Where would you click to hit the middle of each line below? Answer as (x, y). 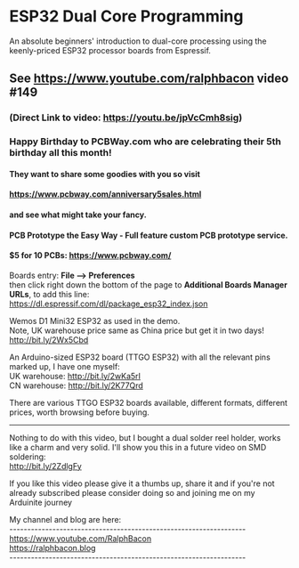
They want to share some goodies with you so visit (105, 174)
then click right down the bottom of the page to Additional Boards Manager (148, 284)
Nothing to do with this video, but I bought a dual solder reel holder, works (145, 437)
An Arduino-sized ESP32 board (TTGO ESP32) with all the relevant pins (140, 357)
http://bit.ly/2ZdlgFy (45, 466)
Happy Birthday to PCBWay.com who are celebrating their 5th (145, 142)
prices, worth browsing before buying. (79, 412)
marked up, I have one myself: (65, 366)
